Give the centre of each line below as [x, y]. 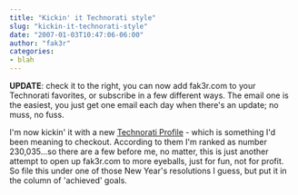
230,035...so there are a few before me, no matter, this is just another [139, 151]
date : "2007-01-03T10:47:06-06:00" [77, 34]
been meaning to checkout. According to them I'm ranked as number [139, 142]
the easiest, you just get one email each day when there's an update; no [144, 105]
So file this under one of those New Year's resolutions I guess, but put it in [149, 171]
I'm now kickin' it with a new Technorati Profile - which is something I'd [142, 132]
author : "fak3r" [40, 43]
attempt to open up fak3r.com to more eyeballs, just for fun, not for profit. [147, 161]
